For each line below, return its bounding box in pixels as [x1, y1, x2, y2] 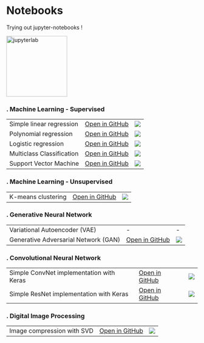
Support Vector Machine [9, 159, 80, 168]
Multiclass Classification [9, 149, 79, 158]
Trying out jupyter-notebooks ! [6, 24, 83, 31]
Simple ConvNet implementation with [9, 268, 115, 277]
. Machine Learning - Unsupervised [6, 177, 113, 186]
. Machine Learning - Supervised [6, 104, 105, 113]
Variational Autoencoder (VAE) [9, 225, 97, 234]
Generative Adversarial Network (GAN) [9, 235, 120, 243]
